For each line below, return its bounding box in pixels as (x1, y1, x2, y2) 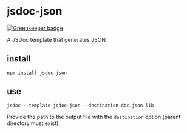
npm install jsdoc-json (7, 70, 67, 76)
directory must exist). (7, 120, 60, 127)
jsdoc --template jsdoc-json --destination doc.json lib (7, 102, 154, 109)
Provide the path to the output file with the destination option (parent (7, 113, 181, 120)
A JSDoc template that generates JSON (7, 36, 106, 43)
